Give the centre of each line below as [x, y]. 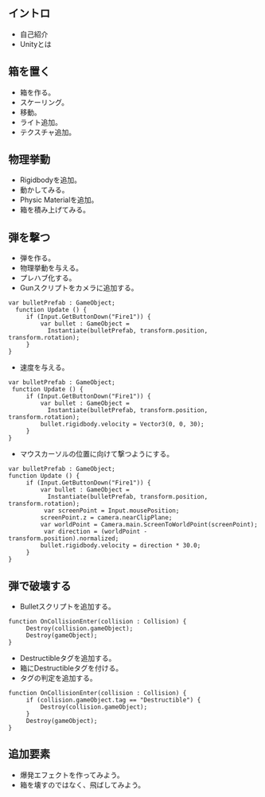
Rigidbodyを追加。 [51, 180]
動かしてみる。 [44, 190]
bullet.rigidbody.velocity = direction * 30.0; [121, 546]
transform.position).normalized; [64, 538]
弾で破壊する [40, 586]
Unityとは [35, 44]
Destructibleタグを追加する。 [68, 659]
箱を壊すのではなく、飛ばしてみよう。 [82, 784]
